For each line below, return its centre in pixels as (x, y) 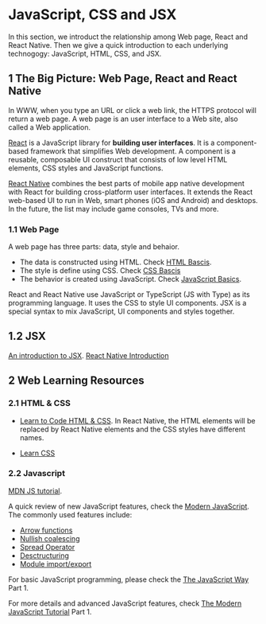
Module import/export (56, 564)
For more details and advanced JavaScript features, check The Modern (125, 603)
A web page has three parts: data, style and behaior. (94, 247)
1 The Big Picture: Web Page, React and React (123, 78)
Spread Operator (47, 547)
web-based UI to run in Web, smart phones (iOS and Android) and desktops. (133, 200)
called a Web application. (50, 127)
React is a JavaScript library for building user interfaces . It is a (112, 142)
